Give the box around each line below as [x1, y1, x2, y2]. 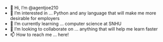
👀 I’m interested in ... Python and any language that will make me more [10, 10, 156, 16]
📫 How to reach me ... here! [10, 31, 69, 37]
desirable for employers [10, 15, 60, 21]
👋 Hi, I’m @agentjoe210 [10, 5, 59, 10]
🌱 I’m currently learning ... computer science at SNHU [10, 20, 122, 26]
